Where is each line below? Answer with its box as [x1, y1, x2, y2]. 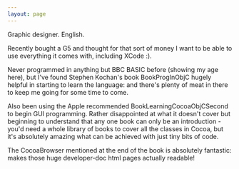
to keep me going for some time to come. [7, 88, 128, 96]
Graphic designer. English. [7, 30, 85, 39]
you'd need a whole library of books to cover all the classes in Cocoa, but [7, 124, 223, 133]
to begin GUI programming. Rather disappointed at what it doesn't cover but [7, 109, 230, 118]
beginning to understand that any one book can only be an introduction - [7, 117, 221, 126]
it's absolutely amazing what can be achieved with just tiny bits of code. [7, 132, 219, 140]
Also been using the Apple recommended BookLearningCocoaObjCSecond [7, 101, 228, 111]
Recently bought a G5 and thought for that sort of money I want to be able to [7, 43, 233, 52]
